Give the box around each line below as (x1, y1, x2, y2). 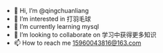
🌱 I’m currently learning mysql (13, 23, 99, 30)
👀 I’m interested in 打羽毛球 (13, 14, 91, 23)
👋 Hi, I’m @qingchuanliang (13, 7, 89, 14)
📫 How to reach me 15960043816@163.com (13, 39, 142, 47)
